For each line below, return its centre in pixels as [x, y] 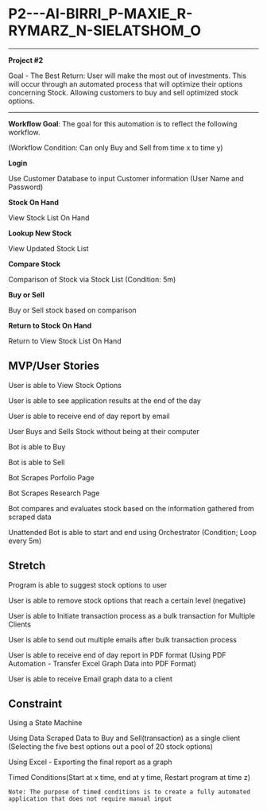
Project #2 [26, 60]
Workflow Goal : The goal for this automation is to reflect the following [123, 123]
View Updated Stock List [48, 248]
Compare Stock [35, 264]
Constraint [35, 703]
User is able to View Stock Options [65, 385]
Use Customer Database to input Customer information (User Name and [126, 178]
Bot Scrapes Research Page [54, 493]
